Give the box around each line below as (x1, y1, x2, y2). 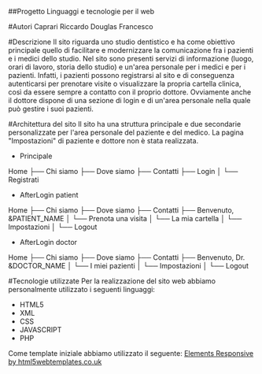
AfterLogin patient (19, 191, 79, 199)
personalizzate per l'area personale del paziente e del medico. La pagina (8, 128, 244, 137)
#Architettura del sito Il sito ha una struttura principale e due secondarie (8, 120, 242, 128)
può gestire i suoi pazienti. (8, 104, 94, 113)
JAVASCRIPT (19, 325, 62, 334)
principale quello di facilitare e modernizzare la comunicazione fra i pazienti (8, 46, 254, 54)
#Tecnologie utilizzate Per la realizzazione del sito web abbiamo (8, 276, 216, 286)
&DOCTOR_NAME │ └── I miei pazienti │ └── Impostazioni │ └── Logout (8, 261, 249, 270)
